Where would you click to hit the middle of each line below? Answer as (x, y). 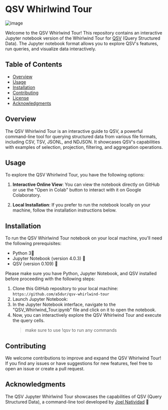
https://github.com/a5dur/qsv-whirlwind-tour (61, 294)
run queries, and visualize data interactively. (51, 49)
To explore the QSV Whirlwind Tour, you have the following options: (75, 175)
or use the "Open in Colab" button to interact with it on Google (77, 190)
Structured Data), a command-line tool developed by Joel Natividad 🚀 (77, 401)
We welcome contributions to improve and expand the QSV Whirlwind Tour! (83, 358)
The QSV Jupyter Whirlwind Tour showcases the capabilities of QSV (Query (83, 396)
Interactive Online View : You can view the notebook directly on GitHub (86, 184)
